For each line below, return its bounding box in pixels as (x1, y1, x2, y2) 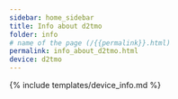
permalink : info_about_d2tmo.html (9, 47, 139, 56)
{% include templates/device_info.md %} (9, 80, 162, 90)
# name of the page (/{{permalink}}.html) (9, 38, 171, 48)
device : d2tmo (9, 55, 63, 64)
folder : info (9, 30, 58, 39)
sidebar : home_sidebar (9, 13, 94, 22)
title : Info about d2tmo (9, 22, 102, 31)
